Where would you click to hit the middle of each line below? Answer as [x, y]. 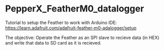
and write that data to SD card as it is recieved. [53, 42]
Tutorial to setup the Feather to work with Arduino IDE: [61, 22]
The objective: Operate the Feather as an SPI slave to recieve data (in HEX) [82, 37]
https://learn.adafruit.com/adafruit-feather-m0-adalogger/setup [71, 27]
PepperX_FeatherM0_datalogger [74, 9]
